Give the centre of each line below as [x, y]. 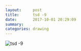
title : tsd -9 [26, 15]
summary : [15, 24]
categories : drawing [27, 29]
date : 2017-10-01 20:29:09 [41, 19]
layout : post [24, 10]
